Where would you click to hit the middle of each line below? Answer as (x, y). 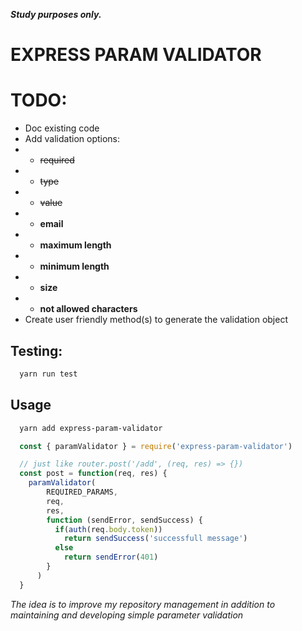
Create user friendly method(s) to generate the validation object (156, 320)
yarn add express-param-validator (91, 428)
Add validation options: (72, 139)
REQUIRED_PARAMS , (82, 492)
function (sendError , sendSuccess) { (124, 520)
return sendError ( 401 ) (111, 557)
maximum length (75, 245)
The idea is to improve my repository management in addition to (143, 604)
